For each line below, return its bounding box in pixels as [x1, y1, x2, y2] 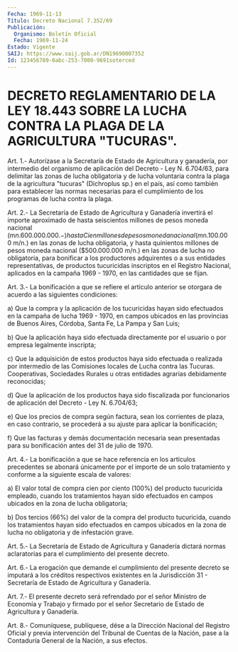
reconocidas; [7, 377, 46, 385]
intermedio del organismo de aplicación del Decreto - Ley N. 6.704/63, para [7, 164, 229, 172]
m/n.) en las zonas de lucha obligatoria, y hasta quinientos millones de [13, 238, 219, 247]
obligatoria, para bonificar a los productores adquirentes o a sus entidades [7, 254, 226, 262]
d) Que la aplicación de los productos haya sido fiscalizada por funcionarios [7, 390, 230, 399]
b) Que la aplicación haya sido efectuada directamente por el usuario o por [7, 333, 227, 341]
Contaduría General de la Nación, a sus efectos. [7, 636, 148, 645]
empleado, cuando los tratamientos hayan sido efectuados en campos [7, 491, 213, 500]
